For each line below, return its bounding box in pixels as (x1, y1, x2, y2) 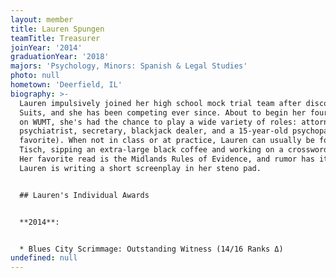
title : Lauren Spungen (10, 24, 105, 34)
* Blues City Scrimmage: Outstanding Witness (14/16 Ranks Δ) (19, 244, 284, 254)
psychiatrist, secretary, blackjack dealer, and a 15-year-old (19, 126, 288, 136)
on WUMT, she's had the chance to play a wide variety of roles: (19, 117, 298, 127)
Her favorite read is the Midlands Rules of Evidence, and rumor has (19, 154, 315, 164)
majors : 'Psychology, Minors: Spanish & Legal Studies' (10, 61, 248, 71)
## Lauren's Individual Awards (19, 190, 150, 200)
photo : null (10, 71, 60, 81)
